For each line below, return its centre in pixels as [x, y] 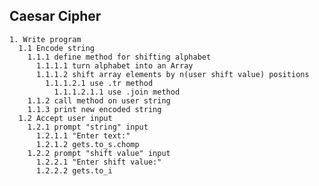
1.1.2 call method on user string [99, 100]
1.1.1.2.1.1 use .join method [117, 92]
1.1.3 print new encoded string [94, 109]
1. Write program [45, 39]
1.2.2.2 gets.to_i [74, 170]
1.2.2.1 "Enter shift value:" [98, 162]
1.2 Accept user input [65, 118]
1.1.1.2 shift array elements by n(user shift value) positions [172, 74]
